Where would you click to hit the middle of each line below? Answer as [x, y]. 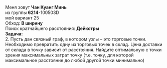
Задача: [14, 34]
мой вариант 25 [22, 18]
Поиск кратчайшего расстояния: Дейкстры [52, 28]
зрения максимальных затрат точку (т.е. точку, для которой [69, 55]
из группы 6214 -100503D [32, 12]
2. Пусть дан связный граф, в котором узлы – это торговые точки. [76, 39]
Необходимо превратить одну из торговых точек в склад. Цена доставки [84, 44]
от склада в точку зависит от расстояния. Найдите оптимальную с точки [83, 50]
